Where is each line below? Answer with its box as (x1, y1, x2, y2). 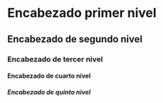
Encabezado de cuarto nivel (7, 72, 91, 80)
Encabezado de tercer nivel (7, 54, 104, 64)
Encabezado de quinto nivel (7, 87, 91, 96)
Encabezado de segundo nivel (7, 33, 143, 45)
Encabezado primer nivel (7, 5, 157, 21)
